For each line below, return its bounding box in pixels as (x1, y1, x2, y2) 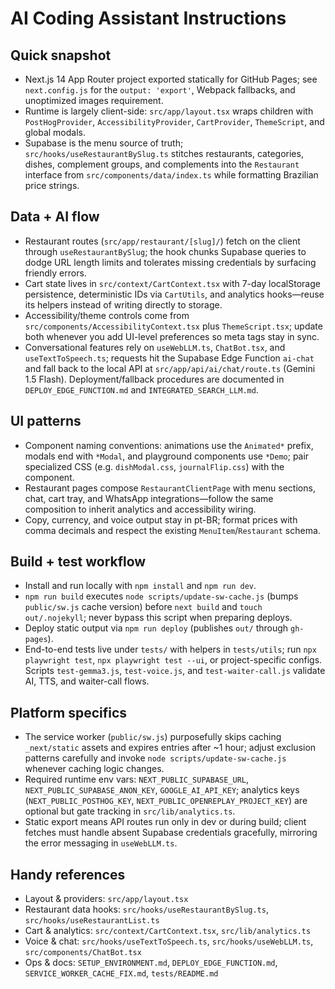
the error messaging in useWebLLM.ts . (24, 837, 178, 849)
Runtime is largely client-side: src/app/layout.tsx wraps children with (24, 105, 314, 117)
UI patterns (10, 413, 82, 430)
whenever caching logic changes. (24, 763, 165, 775)
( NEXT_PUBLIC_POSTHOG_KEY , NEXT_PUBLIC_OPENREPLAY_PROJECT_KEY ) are (24, 795, 308, 807)
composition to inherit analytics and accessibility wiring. (24, 503, 257, 515)
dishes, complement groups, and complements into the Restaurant (24, 158, 300, 170)
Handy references (10, 866, 126, 883)
